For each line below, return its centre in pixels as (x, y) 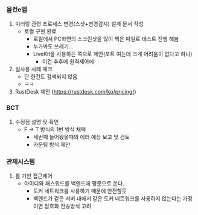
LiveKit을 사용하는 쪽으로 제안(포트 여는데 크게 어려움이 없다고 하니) (113, 54)
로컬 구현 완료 (40, 31)
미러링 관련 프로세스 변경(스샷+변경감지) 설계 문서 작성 (79, 24)
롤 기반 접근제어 (34, 176)
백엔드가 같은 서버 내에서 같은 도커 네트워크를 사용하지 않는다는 (107, 198)
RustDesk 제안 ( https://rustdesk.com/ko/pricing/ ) (76, 92)
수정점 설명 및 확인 (37, 121)
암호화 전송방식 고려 (68, 206)
